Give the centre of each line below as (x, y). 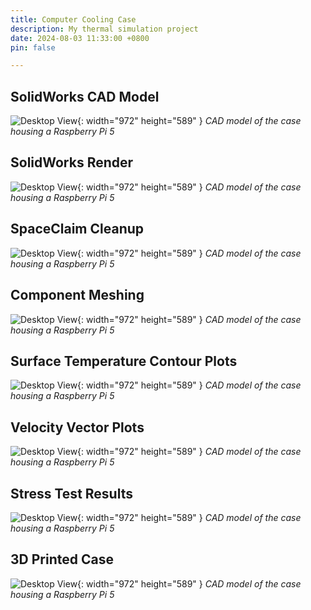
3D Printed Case (62, 559)
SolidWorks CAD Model (85, 96)
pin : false (33, 47)
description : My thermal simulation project (104, 29)
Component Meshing (77, 295)
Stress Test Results (71, 493)
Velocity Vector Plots (77, 427)
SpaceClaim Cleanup (77, 229)
